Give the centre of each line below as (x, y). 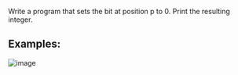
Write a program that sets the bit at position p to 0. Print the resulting (119, 11)
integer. (20, 20)
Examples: (35, 44)
